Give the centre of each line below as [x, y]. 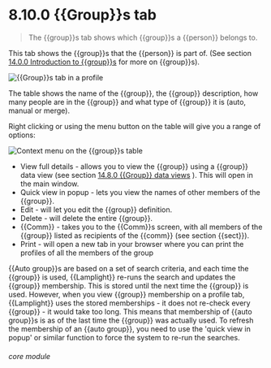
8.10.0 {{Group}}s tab [82, 15]
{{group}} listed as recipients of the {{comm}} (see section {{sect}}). [135, 235]
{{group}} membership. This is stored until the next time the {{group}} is [129, 285]
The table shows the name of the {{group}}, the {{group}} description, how [133, 93]
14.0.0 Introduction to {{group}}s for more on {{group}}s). [104, 62]
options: [22, 135]
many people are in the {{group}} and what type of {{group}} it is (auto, [127, 102]
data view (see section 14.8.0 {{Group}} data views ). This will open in [136, 175]
